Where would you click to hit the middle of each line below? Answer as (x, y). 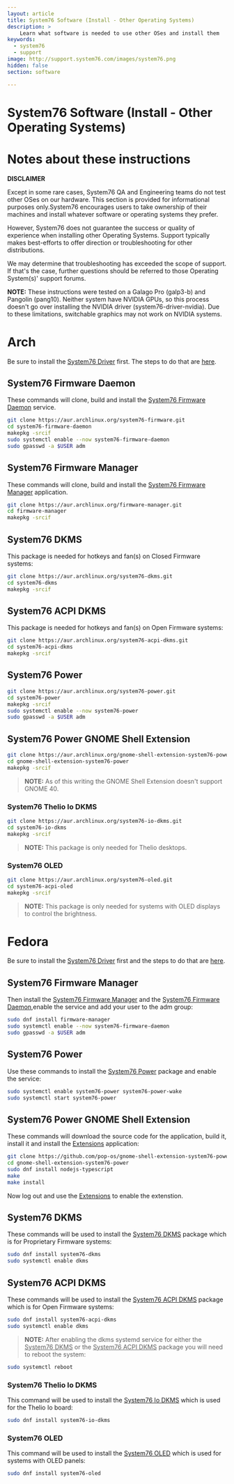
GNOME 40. (41, 789)
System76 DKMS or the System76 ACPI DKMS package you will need (124, 1347)
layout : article (31, 14)
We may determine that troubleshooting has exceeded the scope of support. (117, 263)
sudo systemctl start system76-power (62, 1098)
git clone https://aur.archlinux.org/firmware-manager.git (95, 505)
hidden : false (28, 65)
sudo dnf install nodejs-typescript (60, 1170)
